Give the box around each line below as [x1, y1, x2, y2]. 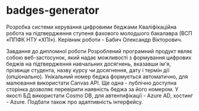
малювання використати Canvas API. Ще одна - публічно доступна [6, 79, 177, 87]
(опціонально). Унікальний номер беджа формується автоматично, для [6, 73, 188, 80]
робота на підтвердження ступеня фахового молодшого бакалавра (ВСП [6, 29, 192, 36]
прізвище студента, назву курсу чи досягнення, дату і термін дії [6, 66, 170, 73]
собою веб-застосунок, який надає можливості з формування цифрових [6, 54, 192, 61]
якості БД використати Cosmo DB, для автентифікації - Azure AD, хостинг [6, 92, 194, 99]
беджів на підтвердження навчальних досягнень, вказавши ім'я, [6, 60, 172, 67]
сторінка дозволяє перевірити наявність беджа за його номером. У [6, 85, 179, 92]
